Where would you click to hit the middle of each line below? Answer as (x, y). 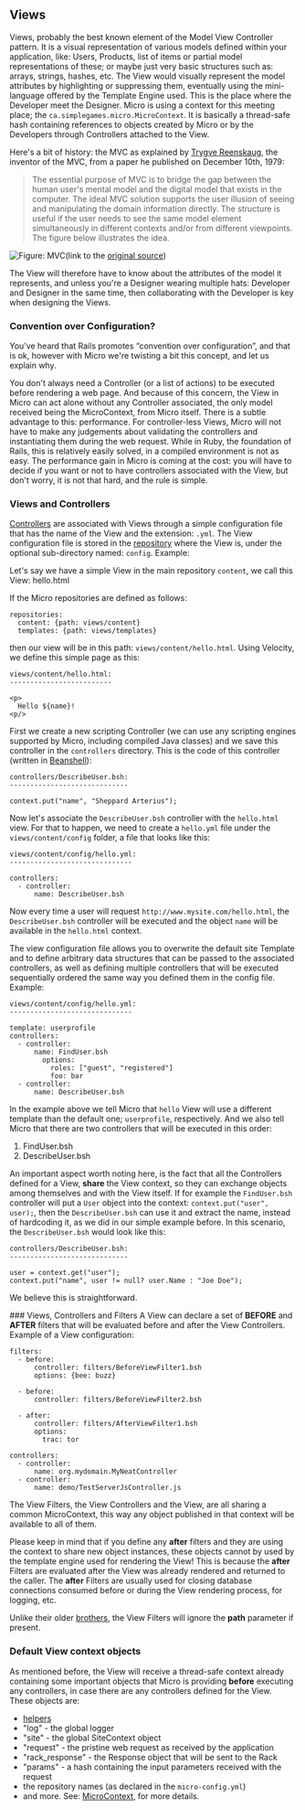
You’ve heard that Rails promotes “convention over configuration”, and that (150, 346)
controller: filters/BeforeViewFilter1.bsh (118, 1368)
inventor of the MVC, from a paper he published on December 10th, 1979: (147, 161)
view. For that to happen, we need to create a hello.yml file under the (140, 828)
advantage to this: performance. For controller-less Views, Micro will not (145, 422)
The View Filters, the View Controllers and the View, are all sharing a (138, 1505)
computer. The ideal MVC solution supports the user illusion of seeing (163, 198)
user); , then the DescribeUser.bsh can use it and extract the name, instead (150, 1213)
